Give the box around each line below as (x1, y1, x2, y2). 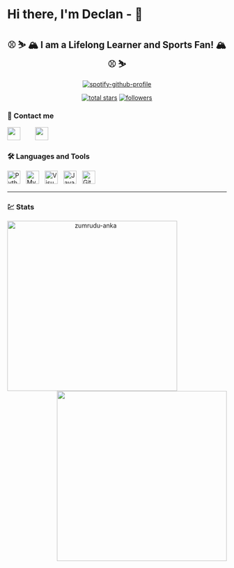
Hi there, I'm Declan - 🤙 (7, 6, 143, 22)
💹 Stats (7, 202, 35, 211)
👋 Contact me (7, 111, 54, 121)
